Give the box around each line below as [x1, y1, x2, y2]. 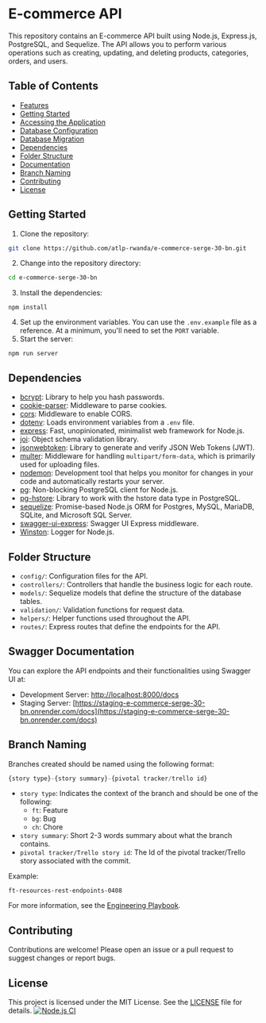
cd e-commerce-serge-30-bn [8, 274, 98, 282]
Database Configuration [19, 125, 98, 135]
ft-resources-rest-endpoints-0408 [8, 886, 123, 895]
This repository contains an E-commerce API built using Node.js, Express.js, [8, 31, 257, 40]
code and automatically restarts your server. [19, 477, 165, 487]
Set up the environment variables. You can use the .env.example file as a [19, 317, 257, 327]
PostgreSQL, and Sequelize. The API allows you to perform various [8, 39, 227, 48]
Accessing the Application [19, 117, 106, 127]
